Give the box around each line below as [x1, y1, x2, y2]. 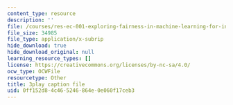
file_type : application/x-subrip [7, 36, 104, 43]
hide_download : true [7, 42, 67, 49]
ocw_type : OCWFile [7, 68, 60, 75]
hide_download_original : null [7, 49, 95, 56]
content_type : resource [7, 10, 76, 17]
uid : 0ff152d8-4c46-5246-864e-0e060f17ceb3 [7, 87, 135, 94]
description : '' [7, 17, 54, 23]
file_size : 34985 [7, 29, 58, 37]
